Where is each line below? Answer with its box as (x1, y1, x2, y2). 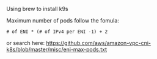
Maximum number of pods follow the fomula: (6, 17, 119, 24)
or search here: (6, 40, 45, 46)
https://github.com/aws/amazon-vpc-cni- (46, 40, 152, 46)
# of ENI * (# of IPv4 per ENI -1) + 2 (6, 29, 108, 35)
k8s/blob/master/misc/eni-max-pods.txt (6, 46, 107, 53)
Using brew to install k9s (6, 5, 68, 12)
